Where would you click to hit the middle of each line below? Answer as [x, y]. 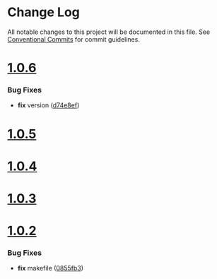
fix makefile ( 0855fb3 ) [50, 268]
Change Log [43, 12]
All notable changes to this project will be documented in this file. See [109, 32]
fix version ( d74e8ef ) [48, 105]
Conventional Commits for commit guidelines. [74, 39]
